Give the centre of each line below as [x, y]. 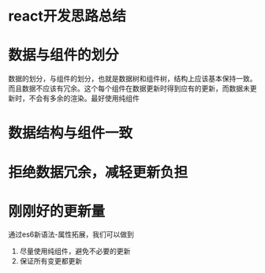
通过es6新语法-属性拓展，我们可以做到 [71, 234]
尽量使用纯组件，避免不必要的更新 [75, 251]
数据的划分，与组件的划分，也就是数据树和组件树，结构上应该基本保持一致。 [132, 79]
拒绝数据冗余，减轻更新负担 [98, 172]
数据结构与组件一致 [71, 133]
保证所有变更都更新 [51, 261]
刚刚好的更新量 [57, 211]
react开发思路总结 [67, 16]
